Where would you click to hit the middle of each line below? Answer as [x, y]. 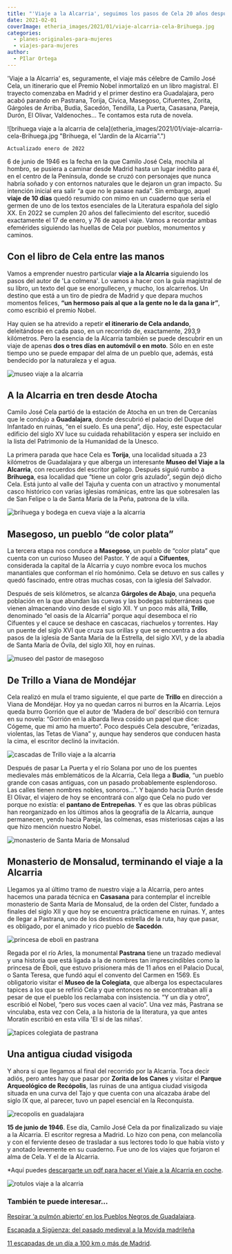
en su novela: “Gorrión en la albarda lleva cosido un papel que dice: [103, 719]
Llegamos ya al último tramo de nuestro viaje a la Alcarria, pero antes [106, 889]
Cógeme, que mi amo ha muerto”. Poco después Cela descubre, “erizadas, [114, 726]
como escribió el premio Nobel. [52, 310]
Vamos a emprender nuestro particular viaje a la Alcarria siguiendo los [108, 273]
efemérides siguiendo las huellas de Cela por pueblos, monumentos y [106, 227]
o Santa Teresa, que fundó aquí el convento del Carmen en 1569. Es [104, 975]
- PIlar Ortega [35, 59]
